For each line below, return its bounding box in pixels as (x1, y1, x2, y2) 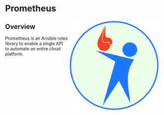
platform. (5, 51, 24, 57)
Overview (5, 23, 36, 31)
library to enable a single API (5, 41, 63, 46)
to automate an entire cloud (5, 46, 61, 51)
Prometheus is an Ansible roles (5, 35, 68, 41)
